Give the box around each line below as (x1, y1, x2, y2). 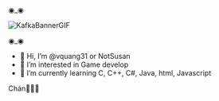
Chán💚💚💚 (8, 84, 40, 93)
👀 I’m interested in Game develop (19, 60, 129, 69)
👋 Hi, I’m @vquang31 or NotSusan (19, 52, 131, 60)
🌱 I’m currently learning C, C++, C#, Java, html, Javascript (19, 68, 212, 77)
